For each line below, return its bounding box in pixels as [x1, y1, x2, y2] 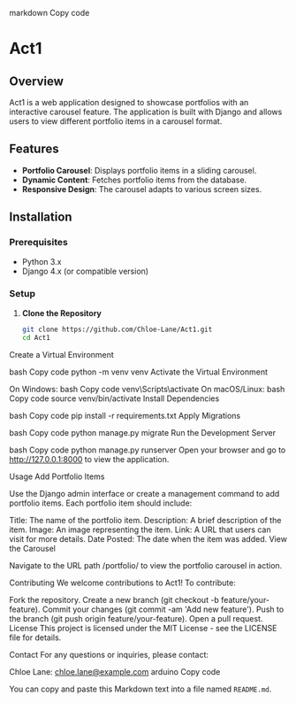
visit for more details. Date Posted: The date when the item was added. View [9, 533, 287, 544]
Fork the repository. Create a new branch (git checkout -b [9, 594, 219, 605]
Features [9, 142, 59, 157]
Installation [9, 210, 72, 225]
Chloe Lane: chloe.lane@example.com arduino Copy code [9, 666, 221, 676]
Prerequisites [9, 236, 68, 249]
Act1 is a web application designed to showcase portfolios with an [9, 97, 249, 107]
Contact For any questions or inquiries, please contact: [9, 649, 209, 660]
